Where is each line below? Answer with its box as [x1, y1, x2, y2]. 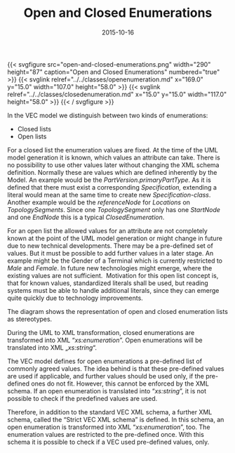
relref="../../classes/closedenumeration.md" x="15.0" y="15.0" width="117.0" [7, 90, 227, 98]
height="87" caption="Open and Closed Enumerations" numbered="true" [7, 67, 220, 76]
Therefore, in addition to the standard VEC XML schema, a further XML [7, 407, 213, 416]
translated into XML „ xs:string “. [7, 343, 97, 352]
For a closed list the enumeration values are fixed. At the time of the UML [7, 145, 219, 154]
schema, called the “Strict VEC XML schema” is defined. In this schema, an [7, 415, 224, 424]
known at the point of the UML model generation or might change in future [7, 234, 223, 242]
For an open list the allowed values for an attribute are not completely [7, 226, 208, 235]
